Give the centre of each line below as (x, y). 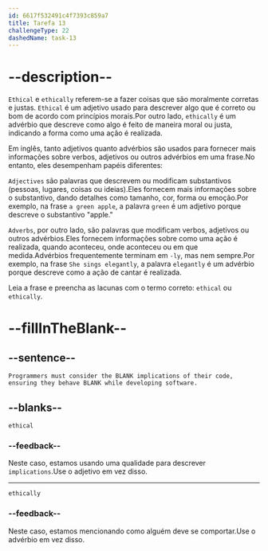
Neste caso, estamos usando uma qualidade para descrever (107, 463)
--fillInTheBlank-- (68, 328)
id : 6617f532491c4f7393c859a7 (59, 16)
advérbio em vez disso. (47, 539)
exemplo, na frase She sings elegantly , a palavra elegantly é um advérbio (132, 264)
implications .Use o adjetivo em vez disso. (78, 471)
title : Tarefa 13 (37, 23)
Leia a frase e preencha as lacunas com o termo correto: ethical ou (120, 288)
